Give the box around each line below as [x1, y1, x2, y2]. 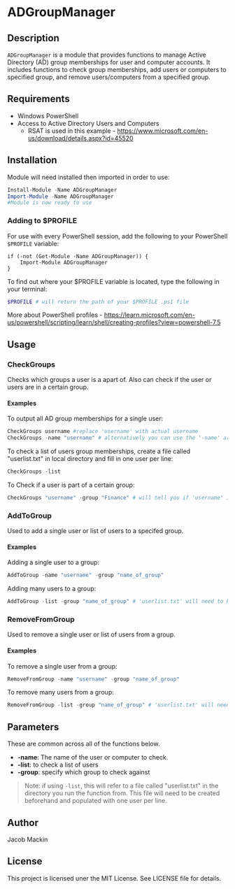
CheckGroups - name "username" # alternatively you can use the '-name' [7, 434, 220, 441]
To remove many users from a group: [7, 688, 114, 697]
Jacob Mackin [7, 835, 48, 844]
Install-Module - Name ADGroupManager [7, 186, 117, 193]
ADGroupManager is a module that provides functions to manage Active [7, 50, 206, 59]
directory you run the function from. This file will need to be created [24, 789, 220, 797]
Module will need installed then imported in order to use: [7, 173, 170, 181]
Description [7, 32, 59, 44]
